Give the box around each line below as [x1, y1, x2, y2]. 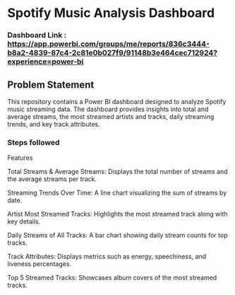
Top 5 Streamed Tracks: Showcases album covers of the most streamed [7, 274, 217, 282]
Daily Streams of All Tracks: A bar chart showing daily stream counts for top [7, 231, 228, 240]
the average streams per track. [7, 175, 97, 183]
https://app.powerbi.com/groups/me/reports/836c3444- [7, 39, 210, 49]
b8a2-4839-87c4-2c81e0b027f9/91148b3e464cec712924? [7, 48, 217, 58]
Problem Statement [7, 79, 95, 91]
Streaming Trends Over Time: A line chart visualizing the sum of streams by [7, 189, 227, 197]
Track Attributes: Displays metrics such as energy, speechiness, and [7, 253, 207, 261]
